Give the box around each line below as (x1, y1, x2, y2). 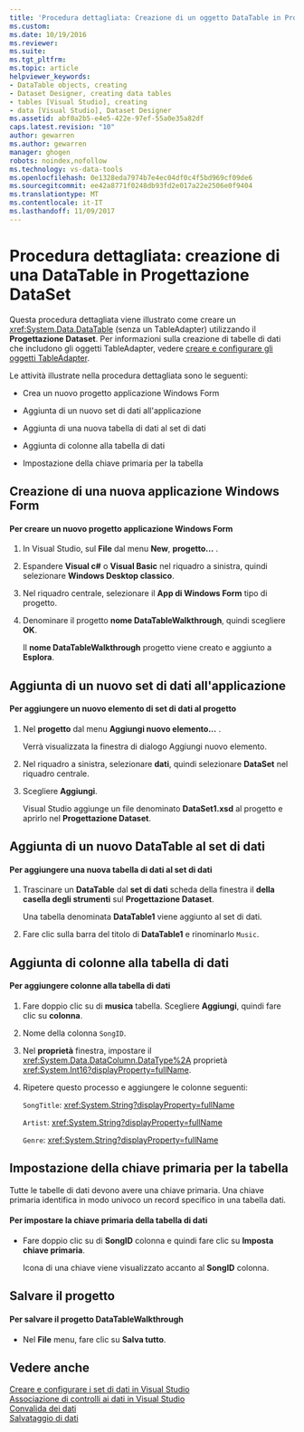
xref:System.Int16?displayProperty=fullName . (22, 1065, 192, 1076)
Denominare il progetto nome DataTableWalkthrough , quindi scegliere (22, 615, 287, 626)
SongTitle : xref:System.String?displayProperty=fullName (22, 1100, 235, 1111)
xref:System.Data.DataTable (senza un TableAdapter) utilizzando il (9, 323, 256, 335)
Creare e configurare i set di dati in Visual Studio (9, 1384, 190, 1395)
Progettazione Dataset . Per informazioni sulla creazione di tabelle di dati (9, 333, 281, 344)
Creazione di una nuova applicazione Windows (9, 484, 280, 499)
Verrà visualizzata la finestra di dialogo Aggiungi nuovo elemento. (22, 741, 268, 752)
